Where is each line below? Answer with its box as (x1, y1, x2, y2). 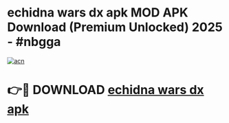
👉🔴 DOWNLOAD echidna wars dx (7, 82, 204, 98)
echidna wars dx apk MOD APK (7, 5, 188, 21)
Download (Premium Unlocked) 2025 (7, 19, 223, 35)
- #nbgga (7, 34, 61, 49)
